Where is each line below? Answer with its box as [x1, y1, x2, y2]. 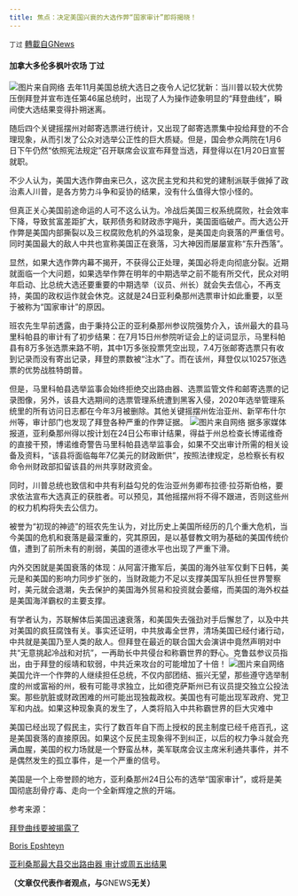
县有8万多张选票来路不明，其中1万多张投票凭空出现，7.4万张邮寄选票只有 [9, 342, 277, 353]
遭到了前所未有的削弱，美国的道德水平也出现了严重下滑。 [24, 543, 235, 554]
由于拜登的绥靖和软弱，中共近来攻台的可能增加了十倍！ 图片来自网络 [24, 658, 285, 669]
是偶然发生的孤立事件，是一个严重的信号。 [9, 755, 165, 766]
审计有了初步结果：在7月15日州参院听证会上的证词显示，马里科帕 [47, 331, 286, 342]
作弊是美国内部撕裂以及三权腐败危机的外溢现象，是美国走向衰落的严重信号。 [9, 227, 289, 238]
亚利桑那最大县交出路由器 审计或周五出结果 [9, 858, 167, 869]
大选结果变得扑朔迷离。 [24, 104, 111, 114]
